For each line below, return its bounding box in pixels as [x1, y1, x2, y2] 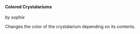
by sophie [5, 14, 25, 20]
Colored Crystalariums [5, 4, 52, 10]
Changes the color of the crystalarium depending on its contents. [5, 24, 136, 30]
